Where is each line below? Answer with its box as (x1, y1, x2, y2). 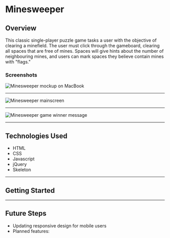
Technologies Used (5, 131, 67, 140)
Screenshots (5, 71, 37, 78)
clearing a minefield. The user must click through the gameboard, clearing (5, 43, 160, 49)
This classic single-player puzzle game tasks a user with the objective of (5, 37, 157, 43)
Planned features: (12, 228, 50, 234)
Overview (5, 24, 37, 32)
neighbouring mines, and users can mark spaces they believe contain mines (5, 53, 164, 59)
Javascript (12, 156, 35, 162)
